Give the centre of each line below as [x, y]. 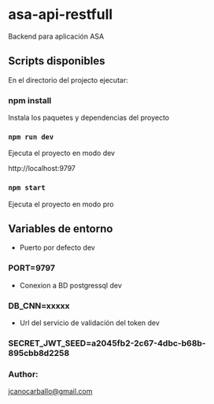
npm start [27, 188]
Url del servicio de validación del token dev [89, 323]
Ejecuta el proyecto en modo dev [62, 153]
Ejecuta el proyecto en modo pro [61, 204]
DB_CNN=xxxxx [39, 306]
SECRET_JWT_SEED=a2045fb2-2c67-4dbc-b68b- [107, 343]
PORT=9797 [31, 268]
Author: [23, 374]
